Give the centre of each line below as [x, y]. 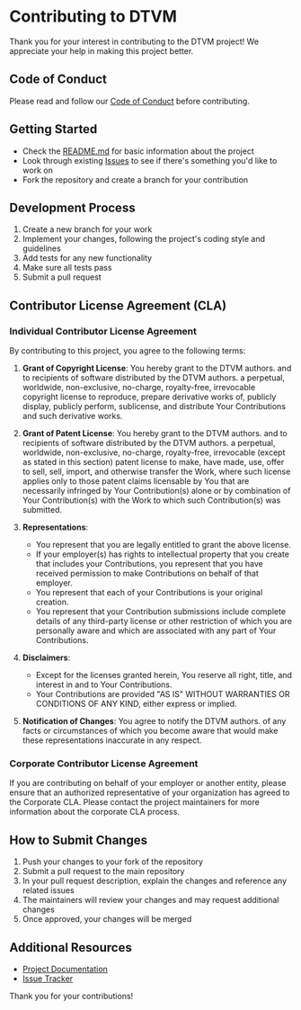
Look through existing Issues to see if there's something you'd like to [150, 160]
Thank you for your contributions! [71, 996]
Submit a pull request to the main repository [103, 871]
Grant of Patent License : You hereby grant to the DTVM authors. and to [155, 433]
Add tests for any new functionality [87, 258]
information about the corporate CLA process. [94, 812]
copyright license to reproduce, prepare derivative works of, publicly [149, 397]
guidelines [41, 248]
